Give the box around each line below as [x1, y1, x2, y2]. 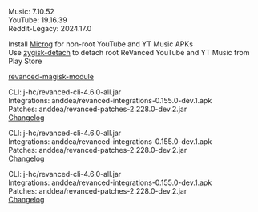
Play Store [8, 56, 42, 66]
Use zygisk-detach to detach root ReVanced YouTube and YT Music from [8, 48, 250, 57]
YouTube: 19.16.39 [8, 15, 68, 25]
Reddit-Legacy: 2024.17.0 [8, 24, 92, 33]
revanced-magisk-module [8, 72, 95, 81]
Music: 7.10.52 [8, 7, 54, 16]
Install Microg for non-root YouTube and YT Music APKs [8, 39, 194, 49]
